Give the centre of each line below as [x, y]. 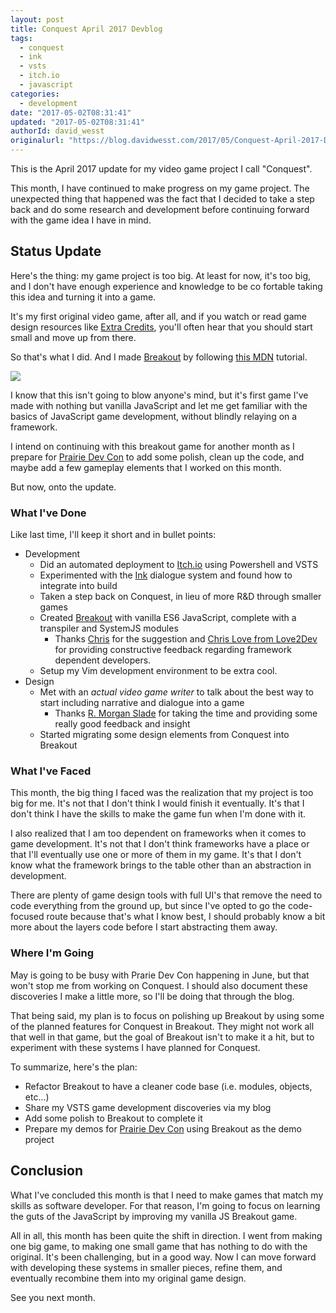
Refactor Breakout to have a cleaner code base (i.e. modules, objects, [168, 1086]
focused [27, 917]
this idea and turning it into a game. [83, 297]
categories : [35, 94]
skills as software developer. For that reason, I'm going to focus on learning [165, 1205]
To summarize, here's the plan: [74, 1067]
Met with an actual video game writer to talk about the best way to [177, 692]
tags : [21, 38]
